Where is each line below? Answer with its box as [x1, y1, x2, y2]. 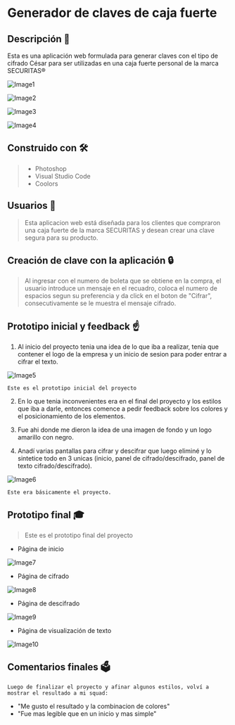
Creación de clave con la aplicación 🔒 [7, 255, 174, 267]
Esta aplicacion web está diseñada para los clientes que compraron [24, 218, 221, 226]
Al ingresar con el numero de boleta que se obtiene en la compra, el [24, 276, 222, 285]
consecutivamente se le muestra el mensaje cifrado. [24, 299, 177, 307]
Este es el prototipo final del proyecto [24, 531, 134, 539]
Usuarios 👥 [7, 200, 56, 212]
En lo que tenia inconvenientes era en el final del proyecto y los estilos [17, 397, 222, 406]
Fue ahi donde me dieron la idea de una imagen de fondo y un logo [17, 425, 212, 434]
